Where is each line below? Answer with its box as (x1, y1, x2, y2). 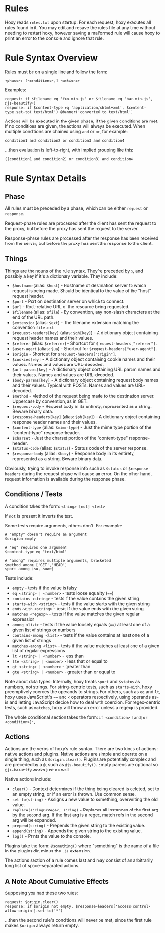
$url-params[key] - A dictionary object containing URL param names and (12, 366, 161, 372)
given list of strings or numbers (12, 627, 76, 633)
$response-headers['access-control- (75, 904, 151, 909)
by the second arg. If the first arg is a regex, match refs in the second (12, 812, 153, 818)
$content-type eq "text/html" (5, 549, 67, 554)
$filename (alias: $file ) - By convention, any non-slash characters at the (12, 309, 160, 315)
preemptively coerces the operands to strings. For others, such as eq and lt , (5, 689, 161, 694)
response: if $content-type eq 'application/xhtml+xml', (5, 105, 125, 110)
